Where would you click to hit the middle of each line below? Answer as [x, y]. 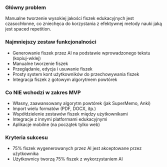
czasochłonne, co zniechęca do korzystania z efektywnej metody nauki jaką [84, 23]
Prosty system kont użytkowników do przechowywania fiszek [76, 74]
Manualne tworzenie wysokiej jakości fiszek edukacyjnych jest [69, 18]
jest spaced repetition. [28, 29]
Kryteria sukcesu [27, 137]
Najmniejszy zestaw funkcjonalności [51, 42]
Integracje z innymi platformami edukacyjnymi [60, 119]
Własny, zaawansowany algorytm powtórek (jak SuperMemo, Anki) [81, 103]
